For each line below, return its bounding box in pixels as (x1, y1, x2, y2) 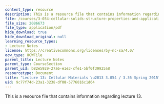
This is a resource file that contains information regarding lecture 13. (5, 93, 143, 99)
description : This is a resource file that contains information (5, 12, 141, 17)
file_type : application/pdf (5, 25, 62, 30)
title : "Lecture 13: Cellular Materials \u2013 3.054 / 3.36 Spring (5, 75, 147, 80)
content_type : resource (5, 7, 54, 12)
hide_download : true (5, 30, 47, 35)
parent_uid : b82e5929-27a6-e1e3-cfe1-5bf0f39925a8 (5, 66, 110, 71)
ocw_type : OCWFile (5, 52, 42, 58)
